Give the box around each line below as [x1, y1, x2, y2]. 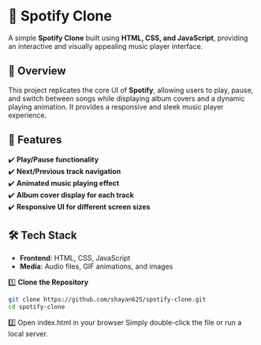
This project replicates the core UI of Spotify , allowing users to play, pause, [8, 85, 254, 95]
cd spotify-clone [8, 303, 65, 311]
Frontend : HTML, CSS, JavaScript [19, 254, 131, 263]
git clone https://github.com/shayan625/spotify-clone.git [8, 295, 207, 304]
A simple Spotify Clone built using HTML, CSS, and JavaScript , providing [8, 33, 248, 43]
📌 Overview [8, 65, 66, 78]
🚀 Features [8, 133, 62, 147]
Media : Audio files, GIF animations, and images [19, 262, 173, 271]
